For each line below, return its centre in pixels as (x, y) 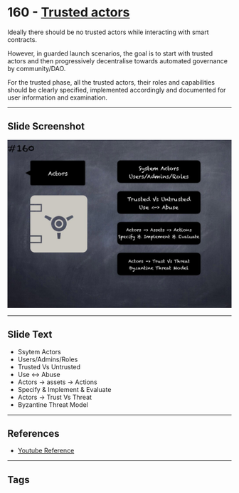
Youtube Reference (46, 451)
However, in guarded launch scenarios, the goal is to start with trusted (110, 53)
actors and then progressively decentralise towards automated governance (117, 60)
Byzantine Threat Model (53, 404)
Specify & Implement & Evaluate (64, 389)
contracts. (22, 39)
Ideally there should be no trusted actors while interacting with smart (108, 32)
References (33, 434)
